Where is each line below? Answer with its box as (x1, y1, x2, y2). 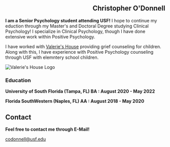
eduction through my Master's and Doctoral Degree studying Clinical (5, 23, 149, 29)
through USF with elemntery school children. (5, 54, 99, 60)
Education (5, 77, 31, 84)
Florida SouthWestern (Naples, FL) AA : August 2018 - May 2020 (5, 98, 145, 104)
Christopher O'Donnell (92, 4, 165, 13)
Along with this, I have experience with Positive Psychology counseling (5, 49, 154, 55)
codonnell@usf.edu (5, 136, 46, 142)
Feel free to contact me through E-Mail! (5, 126, 90, 132)
